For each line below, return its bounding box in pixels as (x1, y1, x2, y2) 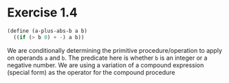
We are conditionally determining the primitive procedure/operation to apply (7, 46, 222, 54)
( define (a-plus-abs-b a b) (7, 27, 88, 34)
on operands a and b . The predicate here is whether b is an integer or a (7, 54, 208, 62)
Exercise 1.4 (7, 5, 78, 21)
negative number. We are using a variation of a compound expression (7, 60, 204, 69)
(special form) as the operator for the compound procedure (7, 68, 175, 76)
